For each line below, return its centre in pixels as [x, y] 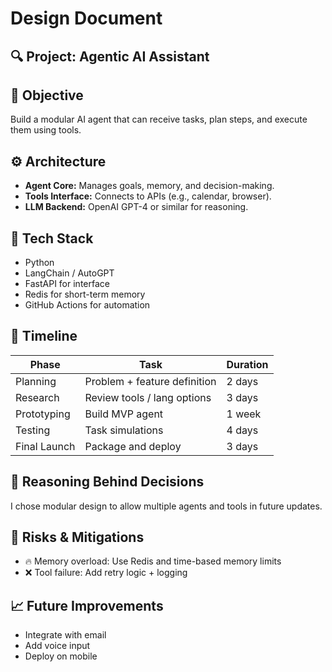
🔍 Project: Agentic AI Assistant [110, 56]
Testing [33, 430]
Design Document [86, 18]
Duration [247, 364]
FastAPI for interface [67, 284]
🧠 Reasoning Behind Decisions [107, 482]
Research [37, 397]
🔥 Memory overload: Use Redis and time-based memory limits [153, 561]
